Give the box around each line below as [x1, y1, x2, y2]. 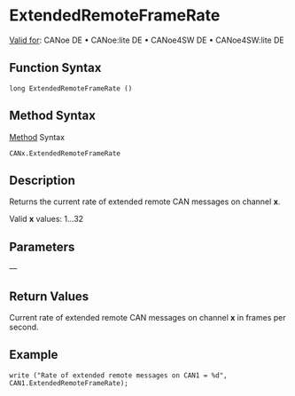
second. [9, 321, 39, 332]
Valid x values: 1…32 [9, 214, 84, 225]
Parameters [9, 239, 75, 254]
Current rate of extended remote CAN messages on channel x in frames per [9, 313, 286, 322]
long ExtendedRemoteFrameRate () [9, 83, 133, 93]
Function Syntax [9, 60, 102, 75]
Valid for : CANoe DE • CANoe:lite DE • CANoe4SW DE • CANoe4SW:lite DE [9, 35, 285, 45]
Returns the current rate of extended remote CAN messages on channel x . [9, 196, 281, 207]
